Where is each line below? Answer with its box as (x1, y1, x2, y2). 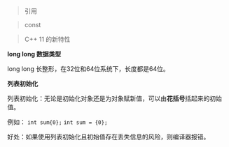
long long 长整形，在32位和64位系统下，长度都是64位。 (7, 65, 169, 72)
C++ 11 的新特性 (24, 35, 71, 43)
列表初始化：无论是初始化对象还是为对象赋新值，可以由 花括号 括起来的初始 (7, 94, 222, 102)
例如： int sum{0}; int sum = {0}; (7, 118, 108, 126)
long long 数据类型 (7, 50, 62, 58)
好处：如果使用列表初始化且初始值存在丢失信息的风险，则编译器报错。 (7, 132, 210, 141)
